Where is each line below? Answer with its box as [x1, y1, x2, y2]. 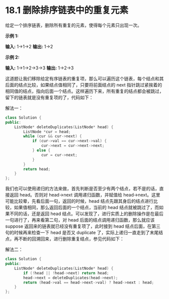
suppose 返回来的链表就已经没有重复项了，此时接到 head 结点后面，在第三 [5, 223, 161, 229]
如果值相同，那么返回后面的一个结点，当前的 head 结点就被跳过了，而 [14, 205, 159, 211]
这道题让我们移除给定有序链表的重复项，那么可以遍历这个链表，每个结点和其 [5, 75, 164, 81]
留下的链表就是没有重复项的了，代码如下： [5, 94, 94, 101]
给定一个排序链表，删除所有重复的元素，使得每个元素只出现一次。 [5, 22, 142, 28]
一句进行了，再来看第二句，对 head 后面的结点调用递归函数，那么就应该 [5, 217, 155, 223]
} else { [32, 148, 51, 153]
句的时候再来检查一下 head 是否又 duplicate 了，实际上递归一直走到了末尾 [5, 230, 159, 236]
